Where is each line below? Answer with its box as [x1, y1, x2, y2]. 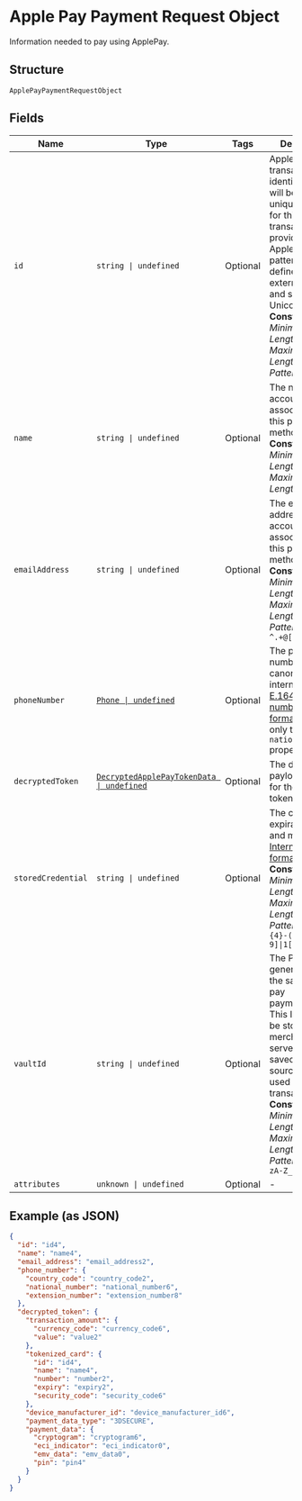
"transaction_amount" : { [25, 1316, 119, 1325]
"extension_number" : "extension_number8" [25, 1290, 182, 1300]
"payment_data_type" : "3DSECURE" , [25, 1416, 155, 1425]
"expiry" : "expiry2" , [32, 1383, 115, 1392]
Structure [9, 62, 65, 77]
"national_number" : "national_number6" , [25, 1282, 179, 1291]
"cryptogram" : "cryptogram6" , [32, 1433, 147, 1442]
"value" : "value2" [32, 1333, 102, 1342]
